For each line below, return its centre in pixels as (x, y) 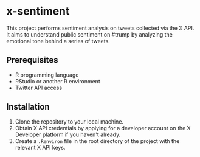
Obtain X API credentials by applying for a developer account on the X (103, 128)
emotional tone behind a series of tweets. (58, 41)
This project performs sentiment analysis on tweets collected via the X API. (100, 28)
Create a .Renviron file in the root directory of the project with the (97, 141)
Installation (28, 107)
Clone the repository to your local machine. (69, 121)
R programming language (47, 75)
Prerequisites (32, 60)
